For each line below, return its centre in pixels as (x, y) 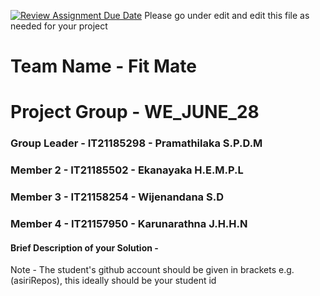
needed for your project (59, 26)
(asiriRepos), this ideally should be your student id (113, 281)
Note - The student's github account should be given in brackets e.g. (152, 270)
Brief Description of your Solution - (84, 247)
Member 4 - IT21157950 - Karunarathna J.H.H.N (129, 224)
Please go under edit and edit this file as (227, 15)
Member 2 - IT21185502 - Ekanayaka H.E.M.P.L (127, 170)
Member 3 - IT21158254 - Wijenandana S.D (117, 197)
